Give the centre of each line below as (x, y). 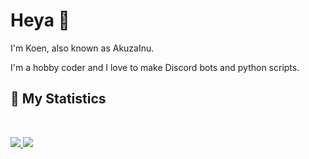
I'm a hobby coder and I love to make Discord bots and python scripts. (155, 67)
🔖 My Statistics (58, 99)
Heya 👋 (40, 20)
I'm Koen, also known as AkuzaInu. (82, 48)
